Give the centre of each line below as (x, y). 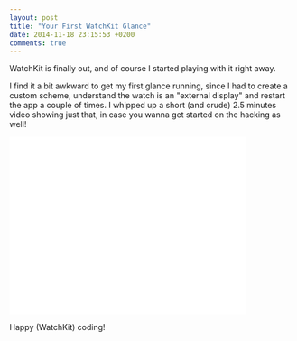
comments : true (38, 43)
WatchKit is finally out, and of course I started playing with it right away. (143, 69)
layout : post (34, 18)
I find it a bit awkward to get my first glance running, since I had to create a (149, 86)
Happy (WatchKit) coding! (57, 327)
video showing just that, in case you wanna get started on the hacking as (145, 115)
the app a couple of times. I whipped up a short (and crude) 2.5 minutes (143, 106)
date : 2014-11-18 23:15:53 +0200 (72, 34)
